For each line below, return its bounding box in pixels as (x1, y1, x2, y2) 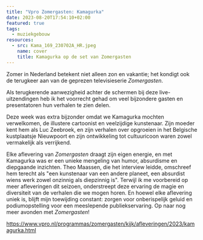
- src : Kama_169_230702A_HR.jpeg (12, 43, 96, 49)
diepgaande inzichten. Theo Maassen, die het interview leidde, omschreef (6, 163, 191, 170)
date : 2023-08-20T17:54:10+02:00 (6, 15, 91, 21)
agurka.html (6, 226, 36, 233)
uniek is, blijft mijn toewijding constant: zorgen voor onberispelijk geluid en (6, 195, 193, 203)
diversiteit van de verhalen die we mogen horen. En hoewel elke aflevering (6, 189, 192, 196)
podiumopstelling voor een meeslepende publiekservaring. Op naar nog (6, 202, 186, 209)
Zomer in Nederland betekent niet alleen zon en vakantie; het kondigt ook (6, 70, 190, 77)
